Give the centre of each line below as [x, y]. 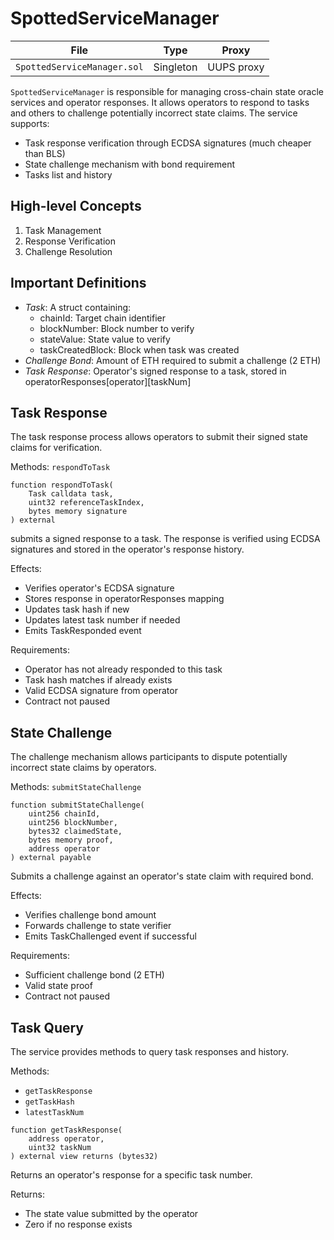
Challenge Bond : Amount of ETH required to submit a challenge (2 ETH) [173, 360]
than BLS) [45, 153]
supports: [30, 123]
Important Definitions [78, 283]
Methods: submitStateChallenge [76, 787]
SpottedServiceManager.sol [79, 66]
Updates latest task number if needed [102, 620]
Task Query [47, 1027]
